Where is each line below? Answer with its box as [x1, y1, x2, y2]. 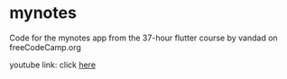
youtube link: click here [9, 59, 97, 70]
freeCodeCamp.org [9, 41, 81, 52]
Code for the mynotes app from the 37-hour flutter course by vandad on [9, 32, 278, 43]
